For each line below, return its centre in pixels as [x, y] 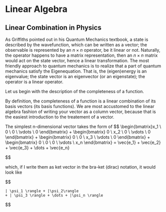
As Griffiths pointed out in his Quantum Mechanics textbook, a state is [77, 39]
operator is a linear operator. [34, 82]
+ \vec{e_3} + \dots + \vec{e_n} [37, 148]
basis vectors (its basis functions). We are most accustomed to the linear [80, 106]
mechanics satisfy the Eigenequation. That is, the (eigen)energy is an [76, 71]
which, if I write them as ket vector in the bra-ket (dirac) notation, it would [80, 167]
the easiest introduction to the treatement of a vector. [60, 117]
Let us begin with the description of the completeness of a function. [75, 91]
